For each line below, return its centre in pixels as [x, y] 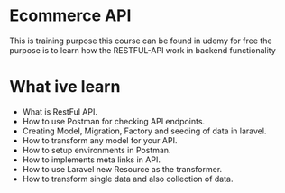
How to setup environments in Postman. [97, 150]
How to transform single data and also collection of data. [128, 179]
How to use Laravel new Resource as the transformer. [122, 169]
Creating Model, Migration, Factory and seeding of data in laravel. [144, 131]
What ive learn [65, 87]
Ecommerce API [70, 16]
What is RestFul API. [60, 111]
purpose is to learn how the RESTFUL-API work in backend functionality [143, 50]
